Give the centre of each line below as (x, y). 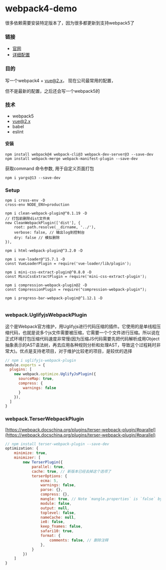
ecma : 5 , (49, 481)
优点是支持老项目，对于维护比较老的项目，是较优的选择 (76, 351)
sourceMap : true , (36, 379)
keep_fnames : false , (62, 527)
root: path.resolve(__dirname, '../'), (55, 228)
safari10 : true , (57, 531)
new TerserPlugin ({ (43, 462)
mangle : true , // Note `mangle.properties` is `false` (98, 499)
